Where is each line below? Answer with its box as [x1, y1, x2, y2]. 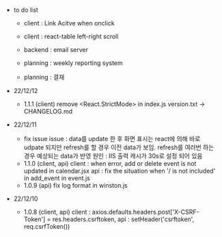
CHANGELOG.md [23, 108, 73, 115]
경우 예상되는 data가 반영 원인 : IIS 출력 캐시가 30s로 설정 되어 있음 [23, 152, 203, 160]
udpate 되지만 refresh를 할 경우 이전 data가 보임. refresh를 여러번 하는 [23, 143, 214, 151]
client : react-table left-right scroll [23, 32, 119, 40]
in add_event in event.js [23, 174, 90, 182]
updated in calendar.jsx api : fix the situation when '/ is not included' [23, 167, 216, 175]
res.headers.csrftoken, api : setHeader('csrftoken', [52, 215, 195, 223]
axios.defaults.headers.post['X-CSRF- [92, 208, 199, 216]
